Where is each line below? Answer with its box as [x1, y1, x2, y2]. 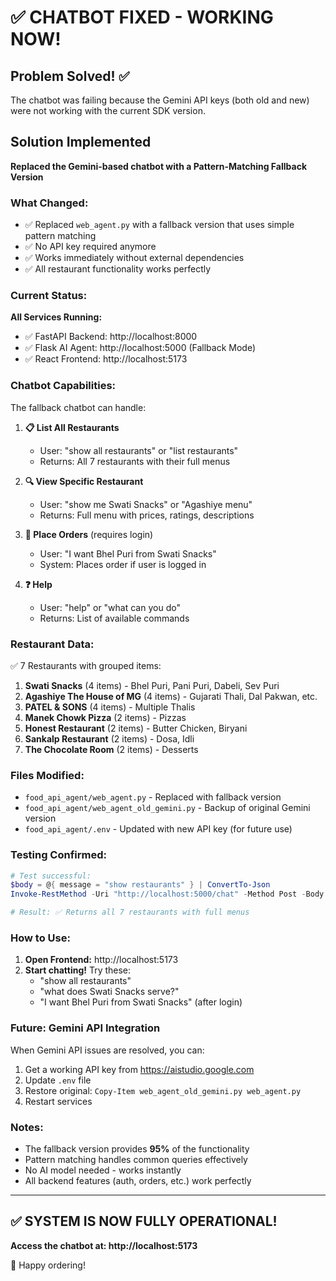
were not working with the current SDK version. [10, 105, 206, 116]
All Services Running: [10, 311, 103, 323]
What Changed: [10, 196, 89, 210]
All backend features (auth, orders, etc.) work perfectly [24, 1174, 252, 1186]
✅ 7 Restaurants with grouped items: [10, 660, 162, 671]
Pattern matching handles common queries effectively [24, 1153, 248, 1165]
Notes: [10, 1120, 44, 1134]
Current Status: [10, 289, 88, 303]
